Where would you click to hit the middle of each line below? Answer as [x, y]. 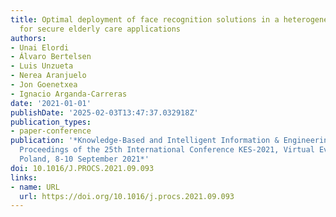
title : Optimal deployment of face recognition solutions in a [145, 19]
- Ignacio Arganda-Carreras [69, 94]
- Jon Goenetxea [44, 85]
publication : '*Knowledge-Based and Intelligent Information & [145, 141]
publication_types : [51, 122]
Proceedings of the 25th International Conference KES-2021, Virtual [167, 150]
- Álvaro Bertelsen [51, 57]
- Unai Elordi [40, 47]
